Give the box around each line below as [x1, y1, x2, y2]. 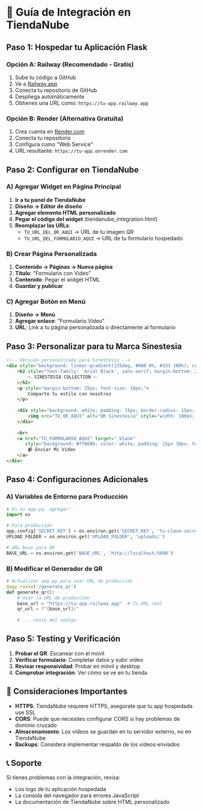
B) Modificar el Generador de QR [6, 565, 103, 573]
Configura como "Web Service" [14, 141, 93, 148]
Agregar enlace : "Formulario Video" [14, 317, 105, 325]
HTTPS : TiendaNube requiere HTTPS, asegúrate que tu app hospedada [14, 702, 193, 709]
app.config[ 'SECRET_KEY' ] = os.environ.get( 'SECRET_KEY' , [6, 528, 155, 534]
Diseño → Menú [14, 311, 55, 318]
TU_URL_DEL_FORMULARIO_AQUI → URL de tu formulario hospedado [23, 234, 183, 242]
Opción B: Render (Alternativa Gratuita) [6, 114, 124, 123]
